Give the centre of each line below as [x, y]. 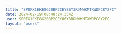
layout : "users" [22, 24]
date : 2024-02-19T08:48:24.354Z [39, 14]
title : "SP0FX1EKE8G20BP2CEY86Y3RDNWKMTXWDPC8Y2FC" [61, 10]
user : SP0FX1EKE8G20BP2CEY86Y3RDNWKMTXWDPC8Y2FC [57, 19]
